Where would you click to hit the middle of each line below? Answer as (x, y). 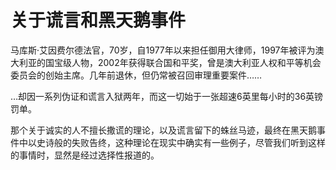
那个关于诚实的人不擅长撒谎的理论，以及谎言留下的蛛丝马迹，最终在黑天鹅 (163, 130)
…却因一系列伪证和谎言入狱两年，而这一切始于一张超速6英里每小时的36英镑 (167, 96)
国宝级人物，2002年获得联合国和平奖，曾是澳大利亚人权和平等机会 (183, 62)
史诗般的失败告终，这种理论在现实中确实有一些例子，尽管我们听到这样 (181, 142)
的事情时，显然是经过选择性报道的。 (85, 155)
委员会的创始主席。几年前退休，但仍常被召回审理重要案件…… (136, 75)
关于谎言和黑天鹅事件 (98, 20)
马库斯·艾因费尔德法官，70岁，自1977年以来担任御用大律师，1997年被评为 (163, 50)
